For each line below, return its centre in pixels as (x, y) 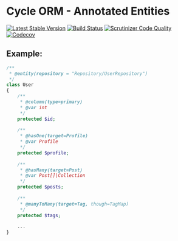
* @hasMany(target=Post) (51, 170)
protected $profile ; (43, 153)
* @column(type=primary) (51, 102)
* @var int (33, 107)
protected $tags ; (39, 215)
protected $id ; (36, 119)
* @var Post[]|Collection (53, 176)
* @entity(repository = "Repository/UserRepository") (78, 74)
